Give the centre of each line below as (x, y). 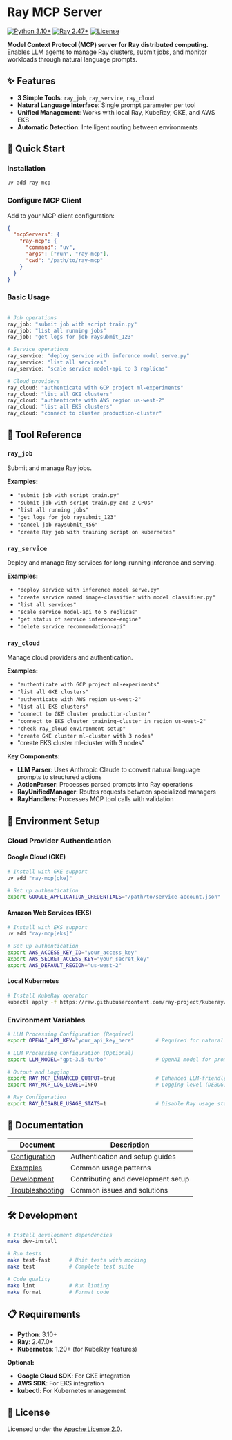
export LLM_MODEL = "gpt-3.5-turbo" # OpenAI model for (109, 1059)
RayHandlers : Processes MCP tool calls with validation (95, 799)
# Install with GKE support (48, 872)
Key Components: (33, 756)
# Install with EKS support (48, 927)
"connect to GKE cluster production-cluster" (84, 714)
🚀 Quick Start (36, 149)
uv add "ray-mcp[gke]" (40, 878)
